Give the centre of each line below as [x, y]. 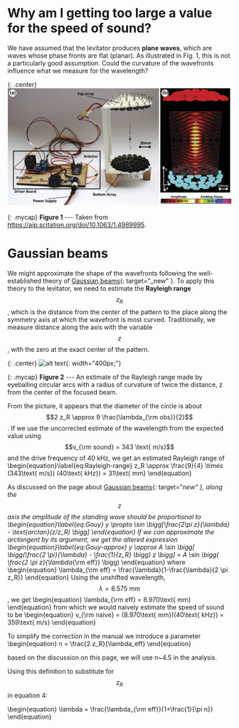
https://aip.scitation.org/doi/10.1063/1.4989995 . [77, 224]
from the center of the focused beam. [63, 392]
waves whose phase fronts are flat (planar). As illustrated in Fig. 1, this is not [119, 56]
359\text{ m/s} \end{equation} [52, 623]
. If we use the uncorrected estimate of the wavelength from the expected [116, 428]
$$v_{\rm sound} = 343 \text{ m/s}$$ [119, 447]
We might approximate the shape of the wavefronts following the [102, 273]
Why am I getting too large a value [110, 13]
